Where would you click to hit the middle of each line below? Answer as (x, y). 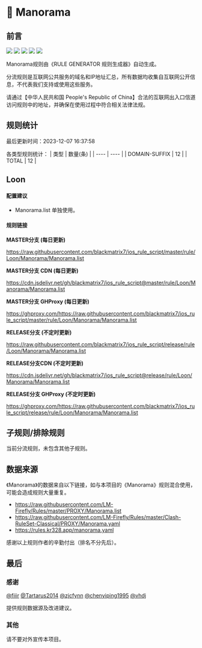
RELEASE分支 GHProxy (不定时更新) (51, 394)
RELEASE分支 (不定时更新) (39, 332)
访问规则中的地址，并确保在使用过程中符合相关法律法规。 (77, 104)
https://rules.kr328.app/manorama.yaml (64, 530)
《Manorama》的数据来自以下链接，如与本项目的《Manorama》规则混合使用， (101, 485)
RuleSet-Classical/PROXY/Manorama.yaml (67, 524)
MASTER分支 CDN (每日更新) (42, 270)
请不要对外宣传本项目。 (35, 639)
